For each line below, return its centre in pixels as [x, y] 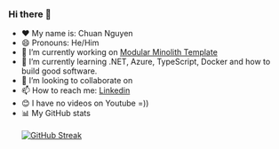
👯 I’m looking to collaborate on [77, 81]
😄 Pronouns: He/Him [60, 43]
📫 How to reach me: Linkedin [76, 90]
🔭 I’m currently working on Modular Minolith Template [120, 52]
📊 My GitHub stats [56, 114]
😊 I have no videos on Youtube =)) [85, 103]
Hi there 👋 [30, 14]
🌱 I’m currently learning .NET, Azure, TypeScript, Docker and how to [146, 62]
